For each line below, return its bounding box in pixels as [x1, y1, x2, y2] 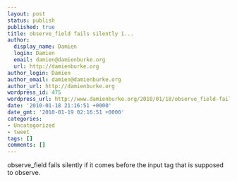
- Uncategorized [7, 121, 55, 129]
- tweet [7, 128, 30, 135]
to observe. [7, 169, 41, 177]
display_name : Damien [13, 43, 78, 50]
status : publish [7, 17, 55, 24]
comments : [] [7, 142, 46, 149]
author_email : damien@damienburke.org [7, 75, 121, 83]
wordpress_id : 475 [7, 89, 61, 96]
